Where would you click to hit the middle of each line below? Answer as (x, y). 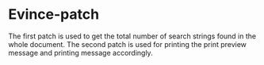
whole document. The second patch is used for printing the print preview (128, 44)
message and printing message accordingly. (80, 52)
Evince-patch (54, 14)
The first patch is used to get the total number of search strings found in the (132, 36)
